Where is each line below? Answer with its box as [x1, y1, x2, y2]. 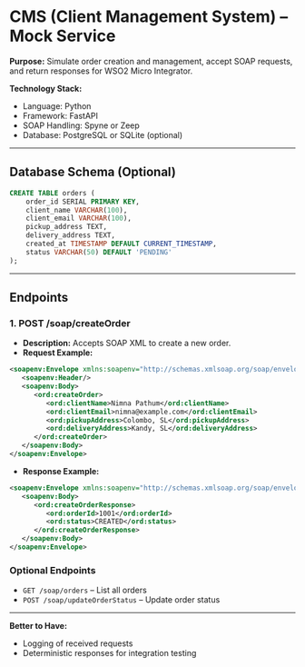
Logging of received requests [22, 638, 133, 649]
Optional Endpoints [9, 563, 96, 576]
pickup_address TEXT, [25, 223, 107, 232]
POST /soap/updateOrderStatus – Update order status [22, 594, 221, 605]
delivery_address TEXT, [25, 231, 116, 240]
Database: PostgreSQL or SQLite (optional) [22, 129, 183, 140]
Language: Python [22, 100, 92, 111]
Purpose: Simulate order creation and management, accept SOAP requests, [9, 55, 293, 66]
